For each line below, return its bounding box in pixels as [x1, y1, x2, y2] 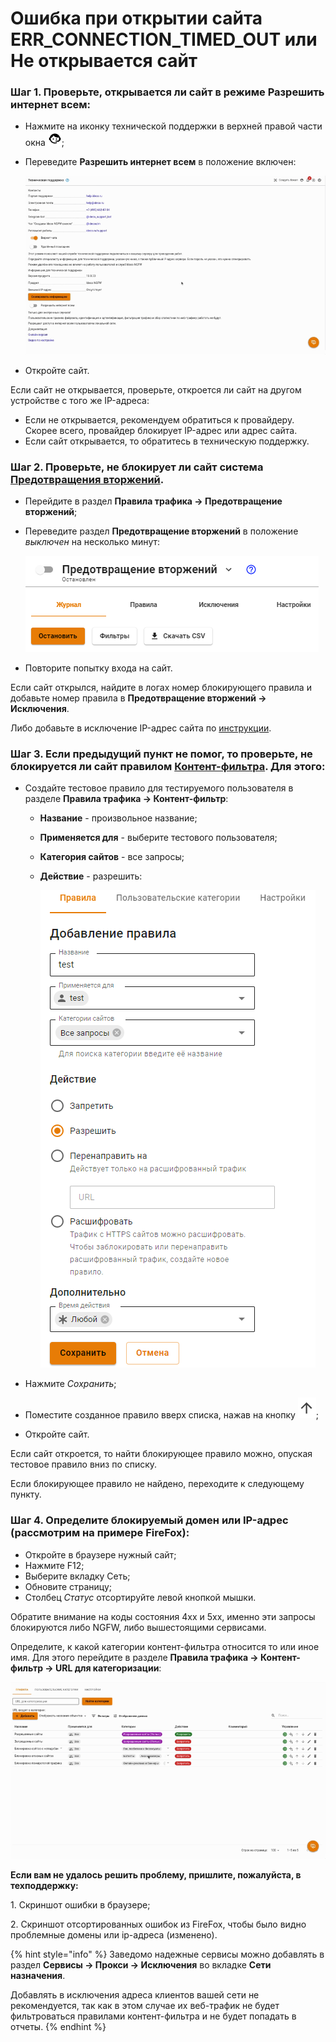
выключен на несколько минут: [24, 536, 161, 548]
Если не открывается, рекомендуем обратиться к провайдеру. [24, 413, 295, 426]
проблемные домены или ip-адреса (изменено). [10, 1928, 218, 1941]
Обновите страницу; [24, 1580, 113, 1592]
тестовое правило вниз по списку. [10, 1458, 158, 1471]
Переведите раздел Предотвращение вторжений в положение [24, 525, 299, 537]
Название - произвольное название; [39, 812, 198, 824]
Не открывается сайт [10, 50, 198, 72]
